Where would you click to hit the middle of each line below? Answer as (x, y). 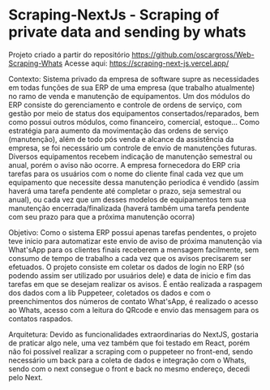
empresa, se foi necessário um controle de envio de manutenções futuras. (133, 148)
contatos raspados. (41, 319)
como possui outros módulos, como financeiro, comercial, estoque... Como (134, 122)
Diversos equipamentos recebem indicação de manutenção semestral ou (131, 156)
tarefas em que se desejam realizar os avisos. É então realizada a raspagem (135, 284)
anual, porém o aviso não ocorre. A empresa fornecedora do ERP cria (124, 165)
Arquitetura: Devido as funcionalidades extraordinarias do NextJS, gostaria (134, 334)
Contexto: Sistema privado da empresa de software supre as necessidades (134, 79)
